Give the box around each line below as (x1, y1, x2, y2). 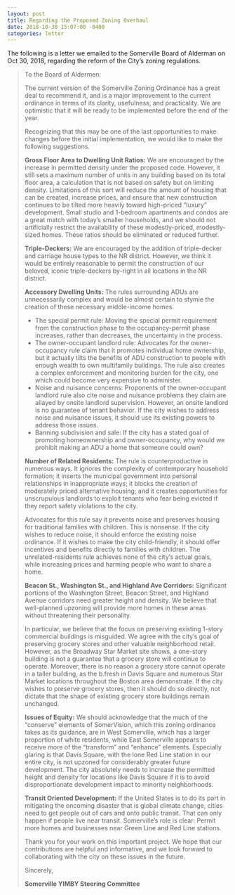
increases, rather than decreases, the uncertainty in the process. (34, 331, 223, 340)
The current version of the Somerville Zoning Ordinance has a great (24, 84, 220, 92)
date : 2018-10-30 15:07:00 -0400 (7, 23, 105, 30)
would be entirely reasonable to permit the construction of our (24, 259, 205, 268)
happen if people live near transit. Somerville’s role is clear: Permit (24, 816, 216, 825)
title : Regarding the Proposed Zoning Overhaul (7, 17, 149, 24)
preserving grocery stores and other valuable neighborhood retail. (24, 640, 216, 648)
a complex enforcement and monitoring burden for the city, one (34, 368, 219, 377)
